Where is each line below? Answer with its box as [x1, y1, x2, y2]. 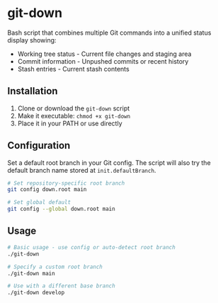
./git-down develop [7, 289, 65, 297]
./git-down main [7, 270, 55, 277]
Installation [7, 85, 58, 97]
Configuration [7, 139, 71, 151]
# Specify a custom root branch [7, 263, 103, 270]
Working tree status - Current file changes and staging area [17, 50, 192, 58]
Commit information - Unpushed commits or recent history [17, 57, 189, 65]
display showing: [7, 35, 57, 44]
